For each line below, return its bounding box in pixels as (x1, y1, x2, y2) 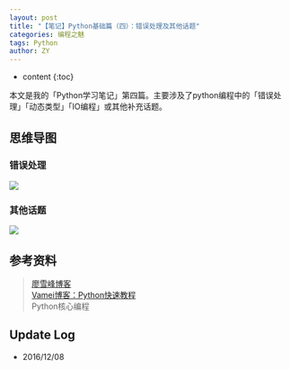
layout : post (9, 13, 58, 23)
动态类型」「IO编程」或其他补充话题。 (28, 101, 168, 113)
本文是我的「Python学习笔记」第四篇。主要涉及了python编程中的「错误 (9, 90, 274, 101)
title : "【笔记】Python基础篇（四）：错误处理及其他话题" (9, 22, 200, 31)
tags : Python (9, 38, 58, 48)
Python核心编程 (31, 301, 90, 311)
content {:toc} (22, 71, 75, 82)
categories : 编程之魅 (9, 30, 85, 39)
